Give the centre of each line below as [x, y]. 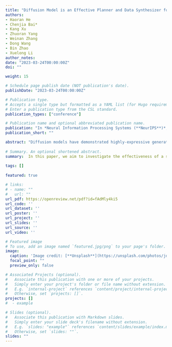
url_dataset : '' [23, 209]
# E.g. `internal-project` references [49, 289]
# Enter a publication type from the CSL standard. [61, 109]
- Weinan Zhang [21, 39]
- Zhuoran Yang [21, 34]
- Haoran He [18, 19]
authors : [15, 15]
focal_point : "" [27, 261]
